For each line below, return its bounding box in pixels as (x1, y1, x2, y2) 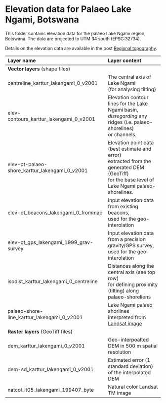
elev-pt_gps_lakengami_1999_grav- (7, 239, 93, 246)
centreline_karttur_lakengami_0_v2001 (7, 79, 98, 86)
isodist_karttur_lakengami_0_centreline (7, 278, 98, 285)
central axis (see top (108, 269, 156, 276)
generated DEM (108, 164, 144, 171)
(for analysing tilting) (108, 86, 157, 93)
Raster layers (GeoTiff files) (7, 328, 73, 335)
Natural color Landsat (108, 383, 158, 390)
